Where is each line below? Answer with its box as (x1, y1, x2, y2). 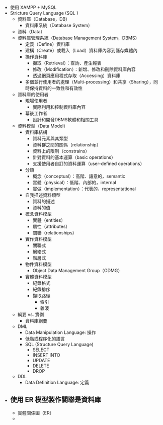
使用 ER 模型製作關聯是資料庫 (10, 395, 102, 404)
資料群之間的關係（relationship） (32, 142, 101, 147)
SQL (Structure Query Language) (25, 342, 94, 347)
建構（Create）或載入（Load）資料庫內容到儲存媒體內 (25, 47, 138, 53)
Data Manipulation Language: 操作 (25, 329, 97, 335)
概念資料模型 (25, 211, 52, 217)
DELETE (32, 363, 49, 369)
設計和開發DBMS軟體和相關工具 (32, 117, 99, 122)
